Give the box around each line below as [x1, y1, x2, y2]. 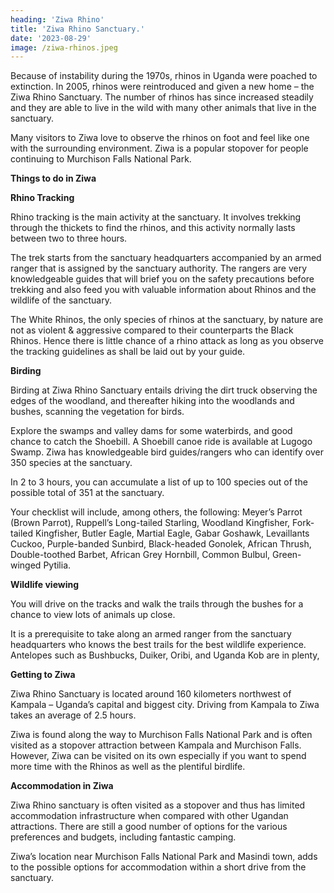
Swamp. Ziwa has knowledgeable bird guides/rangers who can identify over [10, 446, 324, 458]
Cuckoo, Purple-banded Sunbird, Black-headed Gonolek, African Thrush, [10, 538, 312, 550]
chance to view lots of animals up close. [10, 609, 176, 621]
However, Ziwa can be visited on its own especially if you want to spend [10, 750, 307, 762]
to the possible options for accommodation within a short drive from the [10, 861, 307, 873]
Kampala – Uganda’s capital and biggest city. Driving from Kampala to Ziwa [10, 699, 320, 711]
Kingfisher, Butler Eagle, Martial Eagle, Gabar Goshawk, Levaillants [34, 527, 310, 540]
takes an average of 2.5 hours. [10, 709, 137, 721]
